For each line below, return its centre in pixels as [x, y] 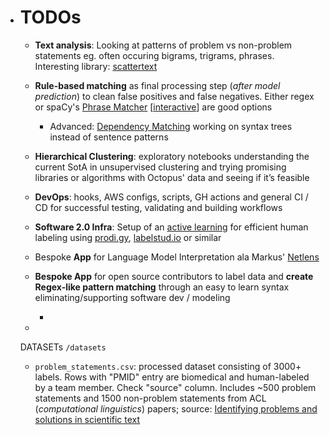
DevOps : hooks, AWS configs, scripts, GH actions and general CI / [171, 197]
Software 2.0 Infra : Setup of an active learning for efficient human [171, 227]
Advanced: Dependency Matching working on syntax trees [171, 126]
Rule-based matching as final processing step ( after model [157, 85]
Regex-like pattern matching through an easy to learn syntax [162, 287]
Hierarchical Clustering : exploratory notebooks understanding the [172, 156]
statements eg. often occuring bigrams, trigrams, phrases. [154, 55]
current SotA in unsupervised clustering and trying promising [160, 167]
